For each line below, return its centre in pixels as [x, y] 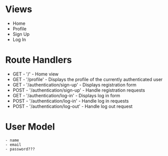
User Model [30, 127]
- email [13, 145]
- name [12, 140]
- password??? [20, 149]
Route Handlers [39, 60]
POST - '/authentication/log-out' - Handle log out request [73, 106]
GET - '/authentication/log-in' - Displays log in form [66, 95]
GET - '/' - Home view [36, 74]
